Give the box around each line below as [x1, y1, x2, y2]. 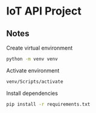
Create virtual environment [6, 44, 73, 51]
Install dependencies [6, 89, 59, 97]
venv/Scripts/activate [6, 79, 63, 85]
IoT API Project [6, 4, 82, 18]
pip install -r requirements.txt [6, 101, 91, 107]
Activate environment [6, 66, 60, 74]
